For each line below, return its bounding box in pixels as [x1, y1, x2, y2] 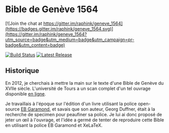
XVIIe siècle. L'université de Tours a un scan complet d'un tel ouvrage [5, 85, 151, 91]
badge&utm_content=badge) [5, 42, 65, 48]
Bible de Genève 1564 [5, 4, 99, 15]
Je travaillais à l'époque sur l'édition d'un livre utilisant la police [5, 101, 137, 107]
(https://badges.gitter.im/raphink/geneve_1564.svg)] [5, 25, 114, 31]
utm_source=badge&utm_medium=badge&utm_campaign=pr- [5, 37, 135, 43]
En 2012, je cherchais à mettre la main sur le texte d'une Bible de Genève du [5, 80, 164, 86]
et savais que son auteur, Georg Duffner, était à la [52, 106, 155, 112]
